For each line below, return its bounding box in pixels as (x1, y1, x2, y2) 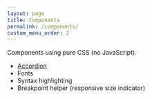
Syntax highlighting (17, 77, 73, 85)
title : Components (7, 17, 60, 24)
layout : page (7, 10, 45, 17)
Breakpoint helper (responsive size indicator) (17, 84, 146, 92)
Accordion (17, 62, 47, 70)
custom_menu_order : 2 (7, 29, 70, 37)
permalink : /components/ (7, 23, 79, 30)
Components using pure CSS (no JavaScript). (7, 48, 137, 57)
